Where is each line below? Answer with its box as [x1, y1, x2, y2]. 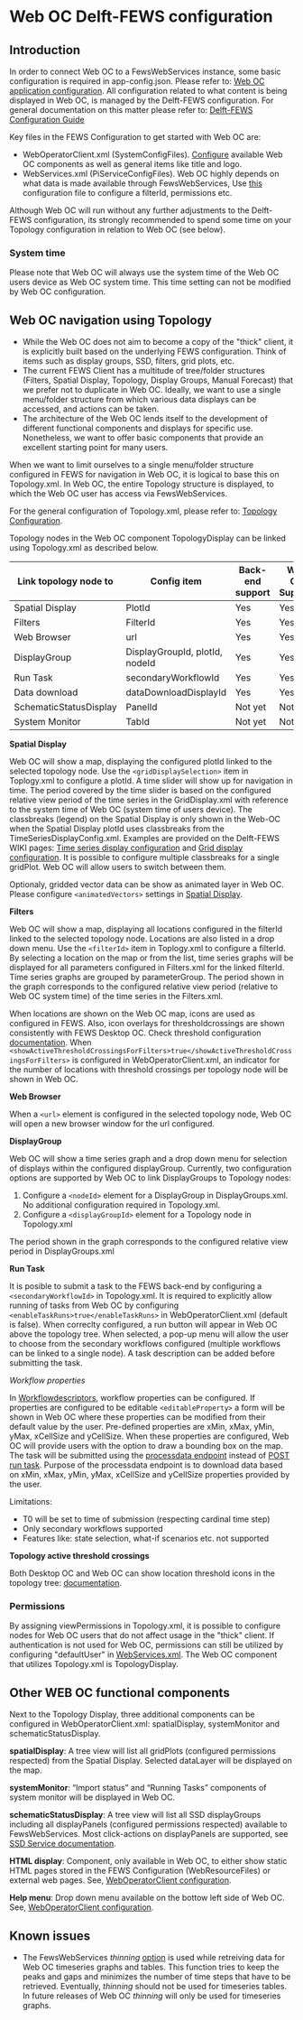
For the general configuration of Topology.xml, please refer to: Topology [9, 505, 278, 516]
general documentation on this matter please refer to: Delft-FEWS [9, 105, 253, 115]
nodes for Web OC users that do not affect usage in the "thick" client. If [9, 1630, 275, 1641]
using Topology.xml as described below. [9, 542, 160, 553]
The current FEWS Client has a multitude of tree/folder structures [22, 366, 266, 376]
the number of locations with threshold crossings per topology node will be [9, 1064, 289, 1075]
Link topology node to [17, 575, 115, 588]
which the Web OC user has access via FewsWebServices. [9, 488, 228, 499]
